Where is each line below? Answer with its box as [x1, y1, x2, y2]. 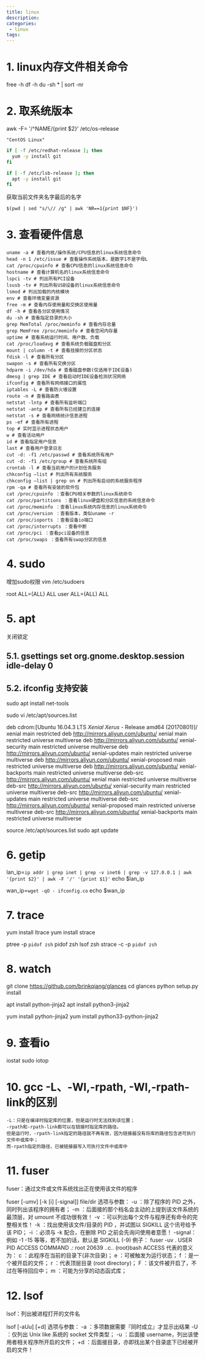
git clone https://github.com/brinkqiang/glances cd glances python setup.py [6, 983, 199, 990]
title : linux [6, 9, 40, 15]
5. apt [6, 612, 36, 626]
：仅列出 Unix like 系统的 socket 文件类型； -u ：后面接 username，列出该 [6, 1330, 194, 1338]
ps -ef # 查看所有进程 [6, 419, 59, 425]
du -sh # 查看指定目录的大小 [6, 315, 72, 321]
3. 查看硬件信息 [6, 228, 84, 242]
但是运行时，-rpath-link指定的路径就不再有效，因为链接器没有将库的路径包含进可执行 [6, 1130, 196, 1136]
